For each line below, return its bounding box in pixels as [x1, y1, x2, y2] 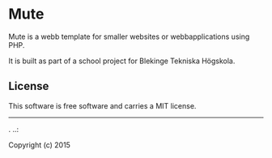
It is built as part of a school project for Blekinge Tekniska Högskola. [8, 56, 236, 66]
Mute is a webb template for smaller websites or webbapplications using [8, 32, 250, 41]
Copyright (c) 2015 [8, 139, 71, 150]
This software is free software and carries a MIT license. [8, 100, 197, 110]
